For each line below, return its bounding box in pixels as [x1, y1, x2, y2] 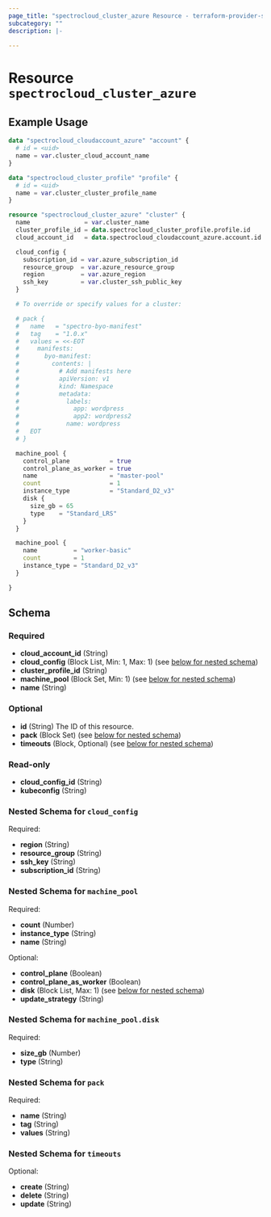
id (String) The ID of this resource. [19, 721, 135, 731]
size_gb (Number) [19, 1047, 81, 1058]
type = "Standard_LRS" [29, 510, 117, 518]
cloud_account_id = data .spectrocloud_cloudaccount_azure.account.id [15, 233, 262, 241]
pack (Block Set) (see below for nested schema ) [19, 730, 181, 740]
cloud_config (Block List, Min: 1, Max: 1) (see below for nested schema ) [19, 657, 259, 667]
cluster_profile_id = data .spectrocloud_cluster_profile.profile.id [15, 226, 251, 234]
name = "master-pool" [23, 472, 164, 481]
